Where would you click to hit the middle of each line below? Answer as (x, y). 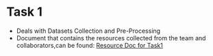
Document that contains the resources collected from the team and (111, 38)
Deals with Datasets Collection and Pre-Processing (88, 31)
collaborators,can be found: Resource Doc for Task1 (90, 45)
